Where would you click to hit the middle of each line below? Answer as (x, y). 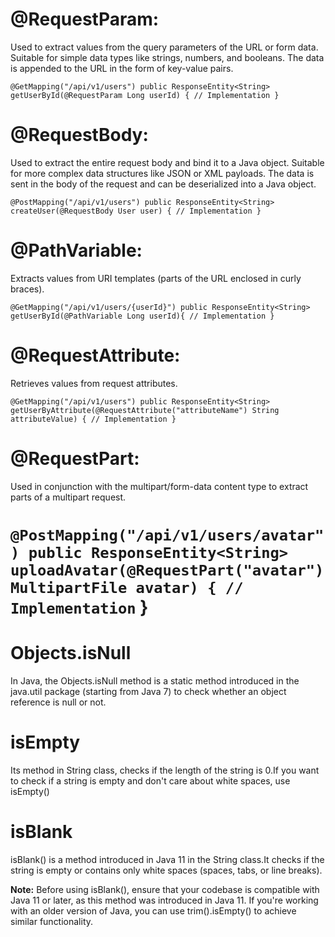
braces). (27, 289)
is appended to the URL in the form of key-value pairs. (122, 68)
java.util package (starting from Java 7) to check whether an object (148, 691)
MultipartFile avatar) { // (127, 587)
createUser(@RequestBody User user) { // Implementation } (136, 211)
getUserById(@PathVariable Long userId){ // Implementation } (142, 316)
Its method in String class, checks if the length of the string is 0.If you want (165, 770)
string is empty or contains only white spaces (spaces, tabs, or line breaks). (166, 870)
